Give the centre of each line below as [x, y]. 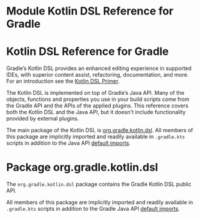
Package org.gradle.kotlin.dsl [82, 168]
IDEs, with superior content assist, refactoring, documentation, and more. [98, 75]
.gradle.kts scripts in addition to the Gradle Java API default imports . [93, 209]
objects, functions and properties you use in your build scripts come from [98, 99]
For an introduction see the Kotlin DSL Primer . [63, 81]
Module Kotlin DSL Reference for [90, 11]
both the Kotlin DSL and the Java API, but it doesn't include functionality [96, 112]
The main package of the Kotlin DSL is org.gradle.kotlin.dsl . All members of [100, 130]
